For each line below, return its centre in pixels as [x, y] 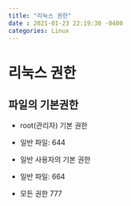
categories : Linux [39, 30]
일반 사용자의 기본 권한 [55, 160]
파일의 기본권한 [44, 105]
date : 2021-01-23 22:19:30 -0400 [66, 23]
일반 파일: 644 [42, 143]
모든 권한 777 [41, 194]
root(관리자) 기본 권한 [54, 126]
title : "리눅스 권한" [40, 16]
